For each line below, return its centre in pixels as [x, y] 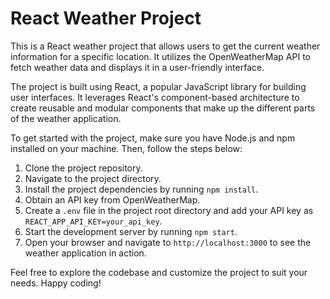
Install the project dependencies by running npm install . [141, 189]
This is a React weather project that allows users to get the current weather [165, 46]
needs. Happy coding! [56, 283]
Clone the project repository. [83, 168]
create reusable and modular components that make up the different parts [163, 108]
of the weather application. [66, 118]
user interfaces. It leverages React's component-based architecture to [155, 97]
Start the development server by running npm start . [131, 231]
